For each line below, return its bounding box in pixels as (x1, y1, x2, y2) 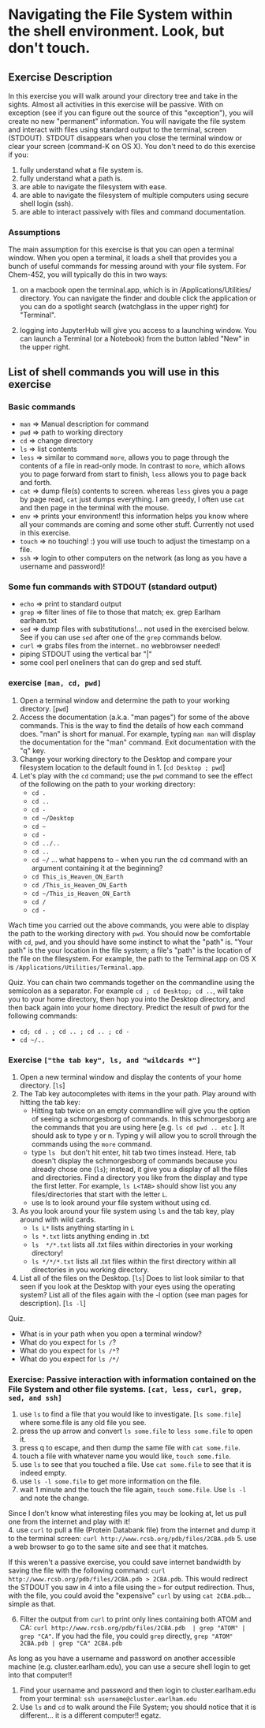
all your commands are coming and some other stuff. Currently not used (19, 519, 255, 529)
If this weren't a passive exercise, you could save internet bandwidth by (8, 1558, 241, 1567)
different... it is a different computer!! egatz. (19, 1711, 162, 1720)
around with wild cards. (19, 1215, 96, 1224)
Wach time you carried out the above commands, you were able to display (8, 920, 250, 930)
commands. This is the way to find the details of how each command (19, 720, 244, 730)
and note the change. (19, 1493, 89, 1503)
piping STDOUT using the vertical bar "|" (19, 649, 152, 659)
